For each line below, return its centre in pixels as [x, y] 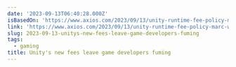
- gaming [26, 46]
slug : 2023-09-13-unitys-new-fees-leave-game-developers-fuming [103, 33]
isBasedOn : [23, 20]
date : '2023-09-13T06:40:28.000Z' [58, 14]
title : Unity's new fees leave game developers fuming [89, 53]
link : [15, 27]
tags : [15, 40]
